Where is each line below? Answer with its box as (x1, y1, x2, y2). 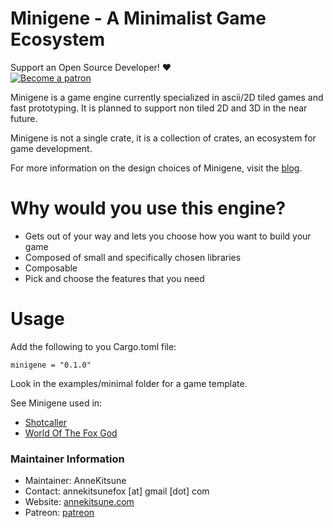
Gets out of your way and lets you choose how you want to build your (24, 230, 312, 242)
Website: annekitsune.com (24, 496, 135, 508)
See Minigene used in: (10, 397, 103, 409)
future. (10, 112, 38, 124)
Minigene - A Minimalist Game (10, 7, 267, 30)
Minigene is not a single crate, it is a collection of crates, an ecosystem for (10, 132, 317, 144)
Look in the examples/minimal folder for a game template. (10, 377, 248, 389)
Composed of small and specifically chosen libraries (24, 251, 242, 263)
